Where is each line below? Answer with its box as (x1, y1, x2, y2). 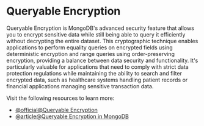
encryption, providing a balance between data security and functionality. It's (6, 57, 199, 64)
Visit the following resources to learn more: (6, 94, 115, 102)
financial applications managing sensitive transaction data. (6, 82, 154, 89)
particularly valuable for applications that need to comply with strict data (6, 63, 189, 71)
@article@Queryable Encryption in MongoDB (15, 113, 129, 120)
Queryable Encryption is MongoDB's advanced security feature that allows (6, 24, 194, 32)
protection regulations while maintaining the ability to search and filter (6, 69, 182, 77)
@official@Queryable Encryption (15, 106, 98, 113)
